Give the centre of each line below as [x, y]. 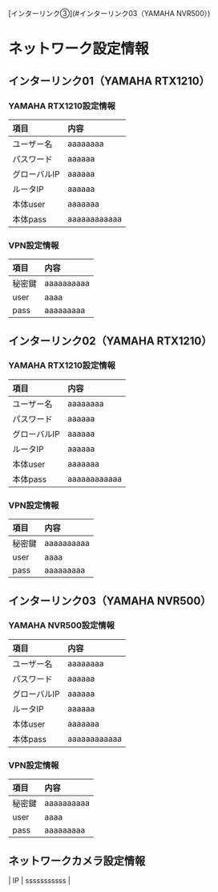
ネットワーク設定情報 [79, 49]
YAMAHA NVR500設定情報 [61, 625]
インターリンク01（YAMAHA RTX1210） [109, 81]
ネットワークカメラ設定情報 [77, 860]
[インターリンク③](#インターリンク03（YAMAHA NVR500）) [109, 13]
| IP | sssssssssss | [39, 880]
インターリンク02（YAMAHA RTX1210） [110, 341]
